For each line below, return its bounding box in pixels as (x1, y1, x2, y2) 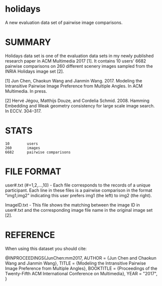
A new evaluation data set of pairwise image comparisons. (5, 20, 123, 25)
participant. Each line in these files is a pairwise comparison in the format (5, 187, 153, 193)
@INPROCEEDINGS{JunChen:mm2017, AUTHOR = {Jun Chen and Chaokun (5, 255, 157, 261)
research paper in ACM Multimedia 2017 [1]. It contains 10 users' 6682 (5, 58, 146, 64)
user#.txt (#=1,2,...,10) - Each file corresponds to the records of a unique (5, 182, 151, 188)
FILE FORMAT (5, 166, 61, 177)
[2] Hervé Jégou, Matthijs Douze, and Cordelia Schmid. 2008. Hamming (5, 98, 150, 103)
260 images (5, 145, 40, 150)
